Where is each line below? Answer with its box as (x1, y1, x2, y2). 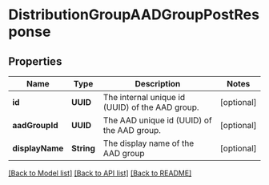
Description (134, 78, 181, 89)
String (71, 143, 96, 154)
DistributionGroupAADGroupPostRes (8, 6, 260, 24)
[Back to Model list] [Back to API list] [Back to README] (8, 168, 192, 178)
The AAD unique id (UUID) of (102, 115, 212, 126)
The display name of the (102, 138, 195, 149)
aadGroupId (12, 120, 58, 131)
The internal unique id (102, 92, 186, 103)
